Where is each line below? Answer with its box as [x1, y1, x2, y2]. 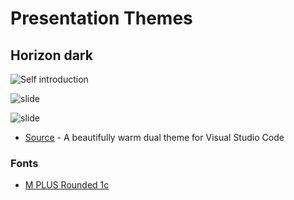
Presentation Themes [10, 7, 193, 30]
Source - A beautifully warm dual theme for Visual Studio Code [24, 132, 285, 143]
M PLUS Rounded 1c [24, 179, 110, 191]
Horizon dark [10, 47, 93, 64]
